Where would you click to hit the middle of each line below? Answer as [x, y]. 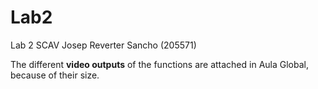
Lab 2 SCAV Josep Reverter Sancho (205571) [103, 45]
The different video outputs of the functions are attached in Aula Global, [159, 64]
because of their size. [55, 75]
